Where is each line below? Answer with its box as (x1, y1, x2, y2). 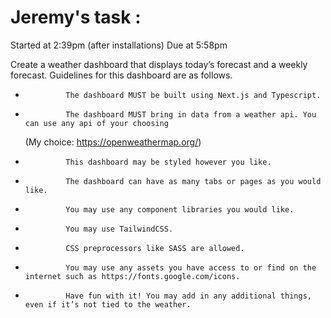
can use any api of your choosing (24, 118, 169, 128)
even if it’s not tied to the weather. (24, 299, 192, 310)
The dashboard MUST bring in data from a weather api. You (65, 109, 317, 120)
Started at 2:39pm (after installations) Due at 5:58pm (10, 39, 228, 51)
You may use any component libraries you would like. (65, 204, 295, 215)
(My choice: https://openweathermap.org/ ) (24, 136, 202, 148)
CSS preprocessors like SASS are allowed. (65, 243, 245, 253)
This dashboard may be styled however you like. (65, 157, 272, 167)
